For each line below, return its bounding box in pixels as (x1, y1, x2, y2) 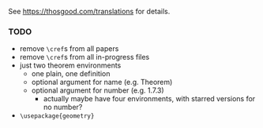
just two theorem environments (19, 60, 122, 70)
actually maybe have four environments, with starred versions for (43, 94, 256, 104)
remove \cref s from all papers (19, 44, 119, 53)
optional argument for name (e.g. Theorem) (31, 78, 173, 87)
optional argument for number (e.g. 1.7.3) (31, 86, 164, 95)
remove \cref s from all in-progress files (19, 53, 150, 62)
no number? (43, 102, 83, 112)
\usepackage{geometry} (19, 112, 95, 120)
